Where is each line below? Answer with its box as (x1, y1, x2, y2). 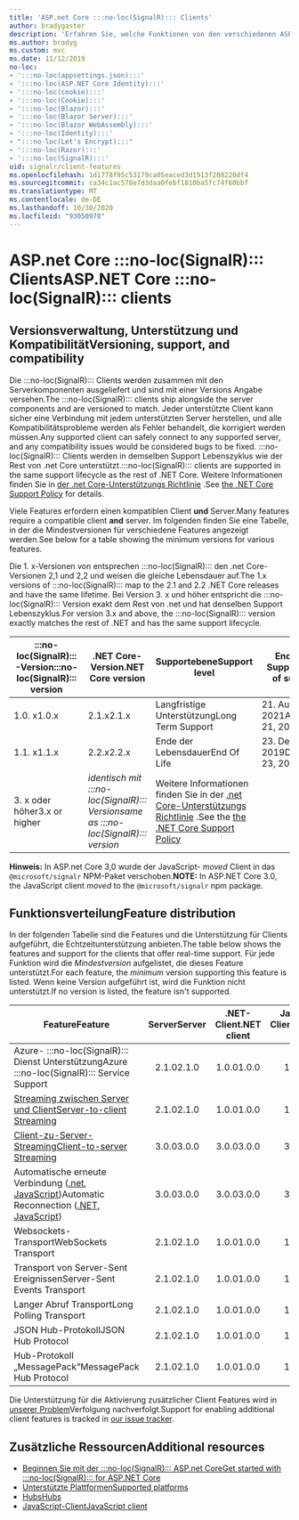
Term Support (155, 720, 214, 733)
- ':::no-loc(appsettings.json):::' (9, 71, 145, 80)
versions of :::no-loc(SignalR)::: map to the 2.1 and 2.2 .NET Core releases (9, 580, 279, 590)
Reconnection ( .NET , (13, 1199, 101, 1212)
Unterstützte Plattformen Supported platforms (21, 1482, 189, 1492)
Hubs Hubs (21, 1492, 62, 1502)
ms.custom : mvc (9, 46, 66, 55)
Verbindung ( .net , (13, 1177, 87, 1190)
